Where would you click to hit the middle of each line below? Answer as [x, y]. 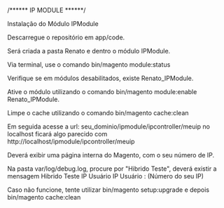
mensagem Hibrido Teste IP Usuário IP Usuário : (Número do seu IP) [106, 176]
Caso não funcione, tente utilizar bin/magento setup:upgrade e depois [108, 190]
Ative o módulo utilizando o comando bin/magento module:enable [102, 92]
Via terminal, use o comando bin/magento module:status [89, 65]
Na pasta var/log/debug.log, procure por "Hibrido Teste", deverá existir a [112, 169]
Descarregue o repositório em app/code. [66, 37]
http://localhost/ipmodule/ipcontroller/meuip [71, 141]
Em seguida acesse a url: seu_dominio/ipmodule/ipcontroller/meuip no [108, 126]
